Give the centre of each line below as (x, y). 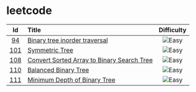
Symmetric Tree (50, 50)
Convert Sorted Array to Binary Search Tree (90, 60)
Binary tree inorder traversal (68, 40)
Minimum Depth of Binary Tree (71, 80)
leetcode (29, 11)
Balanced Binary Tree (58, 69)
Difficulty (172, 30)
